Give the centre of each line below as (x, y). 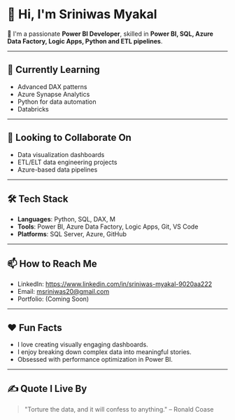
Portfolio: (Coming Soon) (53, 299)
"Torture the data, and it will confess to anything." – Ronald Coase (119, 409)
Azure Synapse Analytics (54, 94)
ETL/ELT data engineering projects (67, 162)
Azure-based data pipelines (57, 169)
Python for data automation (57, 102)
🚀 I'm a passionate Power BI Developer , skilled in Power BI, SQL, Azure (110, 34)
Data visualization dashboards (61, 154)
